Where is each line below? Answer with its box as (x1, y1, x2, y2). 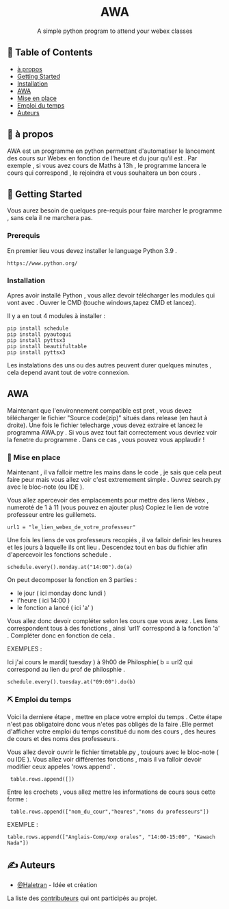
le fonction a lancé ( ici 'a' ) (16, 604, 94, 612)
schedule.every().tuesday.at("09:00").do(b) (7, 679, 136, 686)
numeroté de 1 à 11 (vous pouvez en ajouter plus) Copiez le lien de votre (7, 503, 209, 511)
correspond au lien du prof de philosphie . (7, 666, 125, 674)
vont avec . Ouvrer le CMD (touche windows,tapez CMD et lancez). (7, 298, 196, 306)
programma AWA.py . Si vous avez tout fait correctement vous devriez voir (7, 428, 217, 436)
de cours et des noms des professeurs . (7, 735, 120, 743)
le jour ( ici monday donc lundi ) (16, 589, 107, 597)
